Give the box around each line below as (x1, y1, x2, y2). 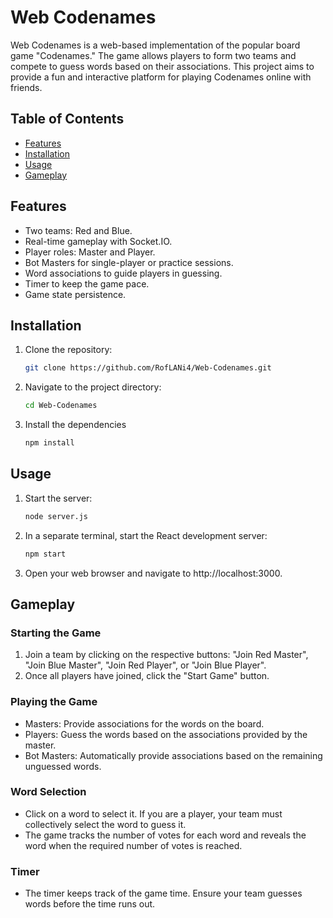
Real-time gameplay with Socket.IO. (24, 235, 173, 247)
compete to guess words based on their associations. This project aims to (10, 60, 315, 72)
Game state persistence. (24, 288, 127, 300)
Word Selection (10, 785, 87, 799)
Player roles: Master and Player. (24, 246, 156, 258)
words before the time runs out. (24, 898, 156, 910)
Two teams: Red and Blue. (24, 224, 133, 236)
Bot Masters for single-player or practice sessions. (24, 256, 234, 268)
